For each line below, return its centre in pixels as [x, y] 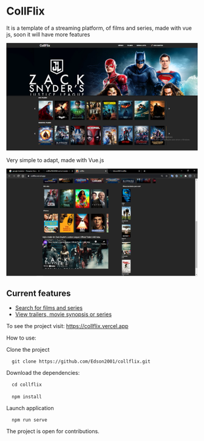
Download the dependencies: [43, 373]
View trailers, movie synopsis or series [63, 315]
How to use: [21, 338]
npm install [27, 397]
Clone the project [28, 350]
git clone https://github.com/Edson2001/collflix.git [81, 362]
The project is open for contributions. [53, 431]
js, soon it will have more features [48, 34]
